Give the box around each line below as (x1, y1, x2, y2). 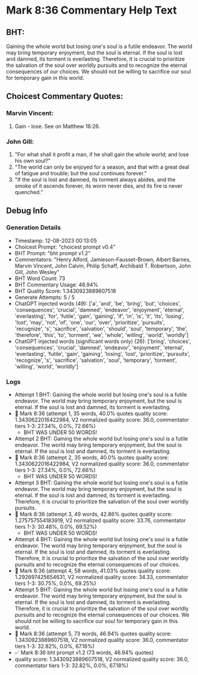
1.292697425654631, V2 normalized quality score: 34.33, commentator (14, 573, 189, 580)
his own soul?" (14, 157, 51, 164)
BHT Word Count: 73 (14, 275, 66, 282)
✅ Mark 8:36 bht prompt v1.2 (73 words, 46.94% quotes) (14, 649, 154, 656)
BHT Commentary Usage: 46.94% (14, 281, 99, 288)
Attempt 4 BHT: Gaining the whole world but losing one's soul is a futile (14, 535, 189, 542)
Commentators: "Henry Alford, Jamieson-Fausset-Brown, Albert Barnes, (14, 256, 191, 263)
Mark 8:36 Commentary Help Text (6, 4, 177, 17)
